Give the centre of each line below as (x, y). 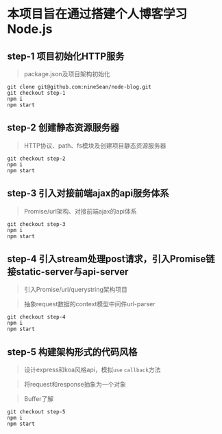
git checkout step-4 (37, 317)
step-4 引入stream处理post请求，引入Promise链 (111, 259)
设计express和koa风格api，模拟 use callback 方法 (92, 370)
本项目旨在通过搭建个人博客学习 (97, 14)
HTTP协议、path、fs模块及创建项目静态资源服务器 (95, 146)
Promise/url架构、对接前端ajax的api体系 (80, 211)
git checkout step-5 (37, 412)
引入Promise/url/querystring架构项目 (76, 290)
